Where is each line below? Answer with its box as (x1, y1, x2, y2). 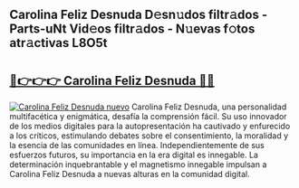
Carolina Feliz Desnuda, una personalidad (130, 101, 287, 112)
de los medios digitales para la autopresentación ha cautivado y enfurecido (9, 121, 291, 131)
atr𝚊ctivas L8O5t (9, 35, 108, 51)
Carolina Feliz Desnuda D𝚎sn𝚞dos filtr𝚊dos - (9, 7, 268, 23)
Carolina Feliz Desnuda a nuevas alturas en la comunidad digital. (9, 169, 251, 179)
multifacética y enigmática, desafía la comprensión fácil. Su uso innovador (9, 111, 287, 121)
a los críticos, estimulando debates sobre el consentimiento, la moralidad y (9, 130, 289, 141)
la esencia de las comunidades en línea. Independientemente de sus (9, 140, 265, 150)
